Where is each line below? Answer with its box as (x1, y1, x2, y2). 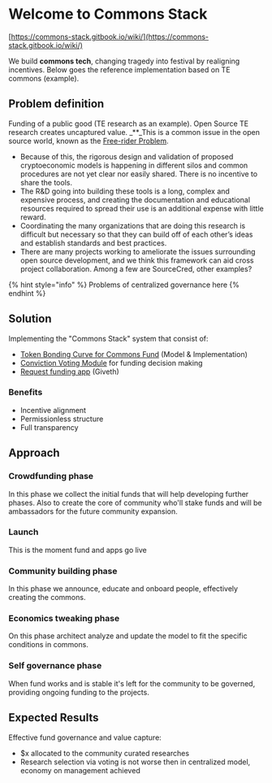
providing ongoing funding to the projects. (8, 687, 150, 697)
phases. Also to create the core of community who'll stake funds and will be (8, 498, 262, 507)
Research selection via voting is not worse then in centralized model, (19, 757, 251, 767)
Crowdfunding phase (8, 471, 94, 482)
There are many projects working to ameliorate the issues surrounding (19, 246, 256, 256)
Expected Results (8, 711, 99, 724)
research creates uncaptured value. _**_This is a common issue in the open (8, 127, 260, 137)
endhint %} (8, 288, 46, 298)
